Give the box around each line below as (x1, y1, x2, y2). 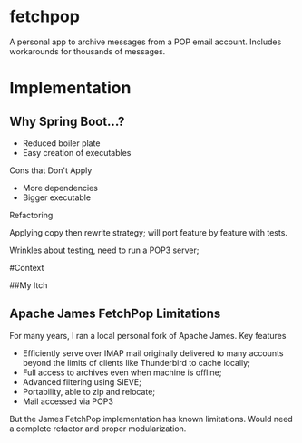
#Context (9, 262, 44, 273)
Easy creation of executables (22, 147, 132, 158)
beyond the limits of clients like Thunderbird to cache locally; (22, 357, 251, 368)
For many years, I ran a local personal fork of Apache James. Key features (9, 330, 287, 341)
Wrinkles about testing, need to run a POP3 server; (9, 245, 200, 255)
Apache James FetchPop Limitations (9, 306, 221, 322)
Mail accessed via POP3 (22, 396, 113, 407)
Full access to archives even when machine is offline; (22, 367, 222, 378)
